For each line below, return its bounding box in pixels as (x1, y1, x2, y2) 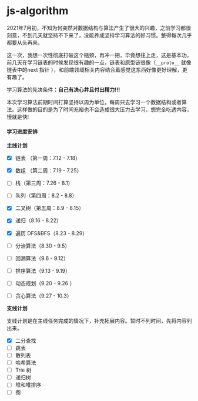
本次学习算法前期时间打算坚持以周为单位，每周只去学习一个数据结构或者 (6, 98, 182, 105)
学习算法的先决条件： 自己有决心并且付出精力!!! (6, 86, 120, 93)
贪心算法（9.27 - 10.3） (15, 292, 72, 299)
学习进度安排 (6, 128, 38, 135)
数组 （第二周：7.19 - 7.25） (15, 167, 82, 174)
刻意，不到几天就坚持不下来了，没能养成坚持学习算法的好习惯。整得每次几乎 (6, 31, 192, 39)
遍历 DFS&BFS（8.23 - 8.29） (15, 229, 88, 236)
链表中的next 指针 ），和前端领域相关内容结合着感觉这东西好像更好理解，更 (6, 66, 187, 73)
